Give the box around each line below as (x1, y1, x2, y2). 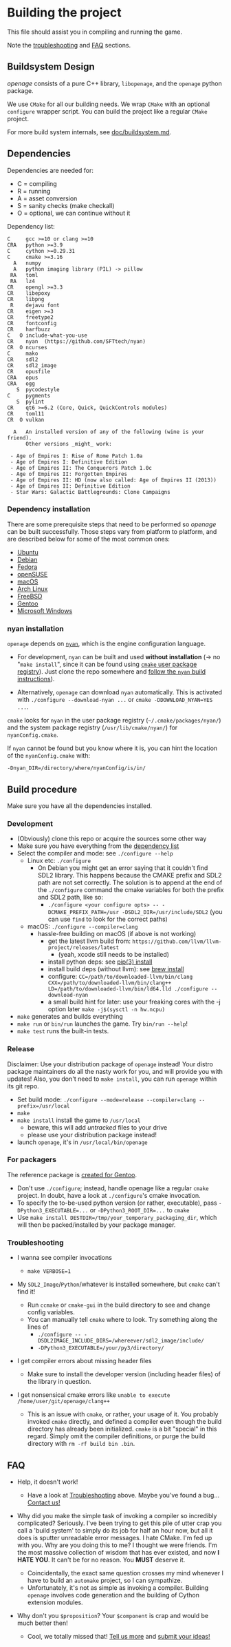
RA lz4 (10, 278, 36, 284)
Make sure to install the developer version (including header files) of (27, 1370, 221, 1378)
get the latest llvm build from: (47, 937, 131, 945)
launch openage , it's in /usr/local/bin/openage (16, 1138, 148, 1146)
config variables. (27, 1308, 76, 1316)
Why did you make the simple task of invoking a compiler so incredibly (16, 1511, 217, 1520)
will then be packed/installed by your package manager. (16, 1221, 176, 1229)
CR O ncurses (7, 344, 48, 351)
